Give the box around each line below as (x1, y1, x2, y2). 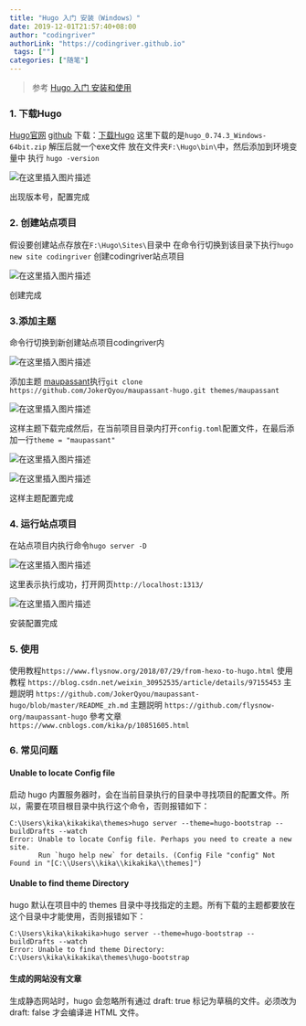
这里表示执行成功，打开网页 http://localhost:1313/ (9, 579, 204, 590)
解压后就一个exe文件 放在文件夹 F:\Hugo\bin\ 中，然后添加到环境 (48, 141, 290, 152)
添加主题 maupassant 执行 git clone (9, 376, 143, 387)
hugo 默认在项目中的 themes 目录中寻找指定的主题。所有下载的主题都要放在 (9, 899, 296, 910)
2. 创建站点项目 (9, 217, 78, 230)
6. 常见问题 (9, 744, 58, 757)
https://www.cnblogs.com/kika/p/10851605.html (9, 721, 190, 731)
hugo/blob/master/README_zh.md (9, 701, 129, 711)
